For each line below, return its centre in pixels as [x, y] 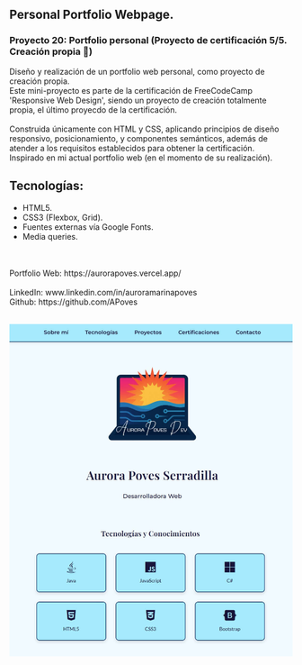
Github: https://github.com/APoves [73, 302]
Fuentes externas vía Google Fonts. [88, 227]
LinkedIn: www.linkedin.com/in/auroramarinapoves [103, 292]
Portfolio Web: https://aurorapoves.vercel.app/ [95, 273]
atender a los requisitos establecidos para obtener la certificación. [132, 148]
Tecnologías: [46, 186]
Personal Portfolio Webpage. [92, 15]
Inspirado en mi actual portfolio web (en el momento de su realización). [141, 158]
